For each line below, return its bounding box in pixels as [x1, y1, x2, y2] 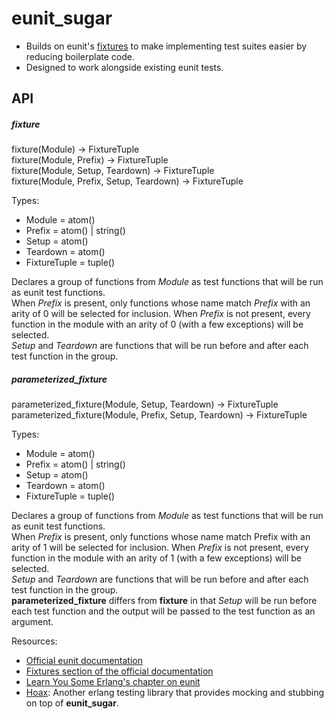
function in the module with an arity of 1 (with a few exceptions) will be [11, 552, 302, 564]
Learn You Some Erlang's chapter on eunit [25, 676, 201, 688]
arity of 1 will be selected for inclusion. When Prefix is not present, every [11, 542, 309, 554]
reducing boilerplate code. [25, 50, 135, 62]
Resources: [11, 635, 58, 647]
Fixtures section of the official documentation [25, 665, 214, 677]
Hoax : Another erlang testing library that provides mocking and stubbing [25, 687, 325, 699]
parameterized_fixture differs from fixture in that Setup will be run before [11, 595, 318, 607]
